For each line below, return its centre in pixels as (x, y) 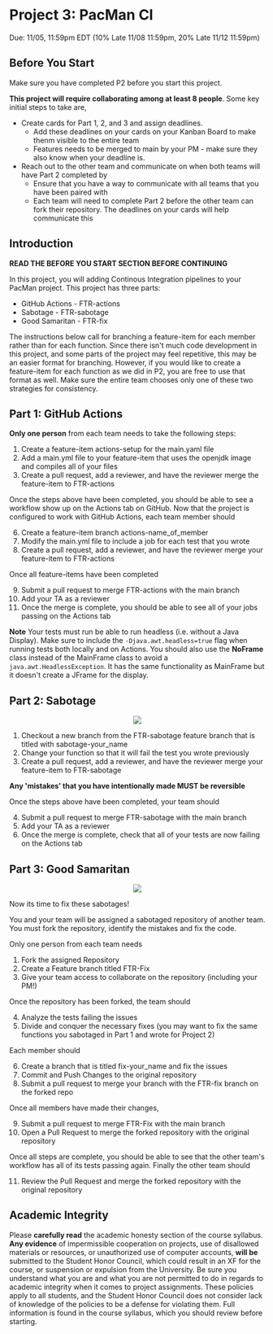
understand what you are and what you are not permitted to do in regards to (136, 1278)
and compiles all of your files (69, 466)
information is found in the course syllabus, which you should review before (136, 1313)
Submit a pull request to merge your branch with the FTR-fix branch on (140, 1083)
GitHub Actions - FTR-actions (71, 304)
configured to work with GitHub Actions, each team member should (122, 517)
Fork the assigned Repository (70, 960)
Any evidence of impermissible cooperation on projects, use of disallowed (134, 1244)
